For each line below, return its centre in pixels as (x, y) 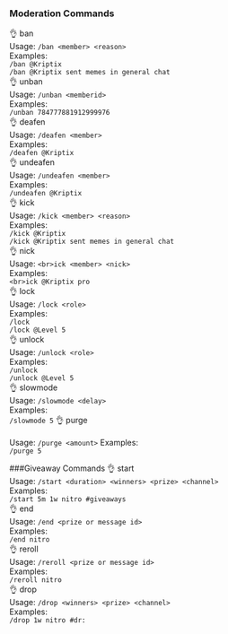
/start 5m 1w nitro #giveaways (68, 499)
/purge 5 (26, 451)
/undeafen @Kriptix (46, 194)
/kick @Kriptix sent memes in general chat (92, 242)
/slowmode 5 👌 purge (48, 421)
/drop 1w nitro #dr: (48, 621)
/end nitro (30, 540)
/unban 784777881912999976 (60, 113)
